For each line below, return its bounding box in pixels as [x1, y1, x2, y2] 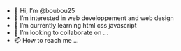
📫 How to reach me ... [13, 37, 79, 44]
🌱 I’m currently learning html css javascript [13, 21, 138, 29]
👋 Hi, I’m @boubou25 [13, 7, 75, 14]
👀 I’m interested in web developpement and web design [13, 14, 175, 22]
